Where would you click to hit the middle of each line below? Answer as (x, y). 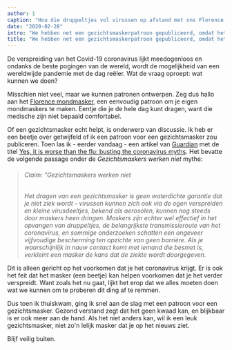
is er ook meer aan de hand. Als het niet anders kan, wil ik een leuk (103, 318)
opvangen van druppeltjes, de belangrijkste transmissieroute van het (122, 226)
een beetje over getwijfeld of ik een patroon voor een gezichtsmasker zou (112, 137)
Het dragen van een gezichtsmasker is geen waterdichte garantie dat (123, 196)
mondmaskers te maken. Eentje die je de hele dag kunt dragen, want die (110, 109)
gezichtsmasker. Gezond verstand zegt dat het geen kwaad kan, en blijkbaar (116, 311)
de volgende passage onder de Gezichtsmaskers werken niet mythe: (105, 159)
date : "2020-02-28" (35, 26)
